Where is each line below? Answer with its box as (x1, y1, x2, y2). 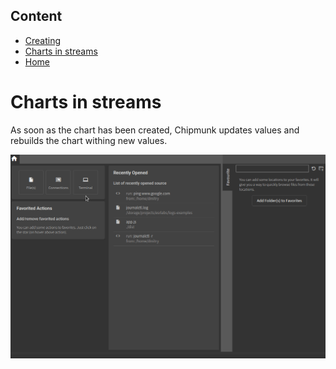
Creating (24, 34, 62, 46)
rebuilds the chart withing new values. (10, 134, 168, 146)
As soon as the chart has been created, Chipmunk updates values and (10, 124, 300, 136)
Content (10, 8, 63, 25)
